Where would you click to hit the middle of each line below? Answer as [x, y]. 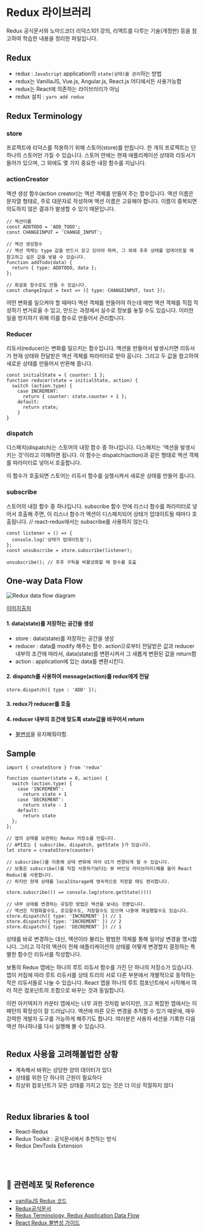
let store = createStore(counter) [50, 850]
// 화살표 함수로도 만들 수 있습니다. [47, 285]
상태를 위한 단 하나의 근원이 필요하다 [58, 1078]
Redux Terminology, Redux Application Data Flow [77, 1215]
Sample [21, 754]
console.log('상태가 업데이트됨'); [52, 540]
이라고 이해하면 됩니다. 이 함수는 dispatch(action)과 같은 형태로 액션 [106, 455]
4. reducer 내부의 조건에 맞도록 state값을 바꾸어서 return [75, 719]
